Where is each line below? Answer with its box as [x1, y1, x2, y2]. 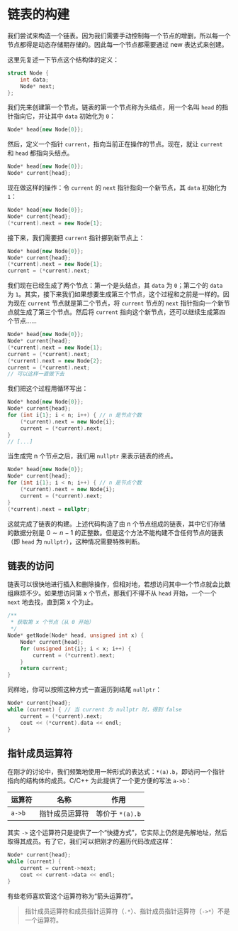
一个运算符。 [24, 915, 62, 924]
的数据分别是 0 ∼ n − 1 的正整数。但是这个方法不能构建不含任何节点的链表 [7, 528, 225, 537]
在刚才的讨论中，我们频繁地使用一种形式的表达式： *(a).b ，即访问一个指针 [7, 768, 225, 776]
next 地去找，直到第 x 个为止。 [7, 598, 98, 606]
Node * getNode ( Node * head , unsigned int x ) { [7, 632, 144, 639]
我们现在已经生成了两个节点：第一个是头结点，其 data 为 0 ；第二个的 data [7, 281, 223, 290]
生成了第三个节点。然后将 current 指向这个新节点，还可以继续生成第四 [19, 308, 225, 316]
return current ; [20, 665, 69, 672]
